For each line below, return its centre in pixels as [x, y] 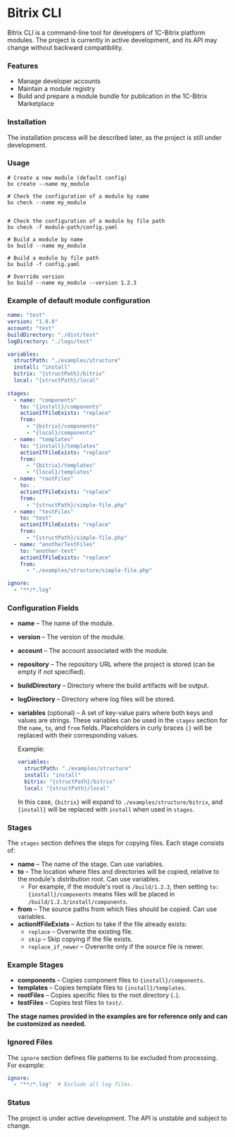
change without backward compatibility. [65, 47]
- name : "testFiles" [44, 512]
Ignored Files [30, 1042]
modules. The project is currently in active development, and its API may [112, 40]
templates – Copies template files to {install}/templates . [102, 988]
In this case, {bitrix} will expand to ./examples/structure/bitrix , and [120, 802]
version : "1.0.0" [33, 322]
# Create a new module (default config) [68, 178]
